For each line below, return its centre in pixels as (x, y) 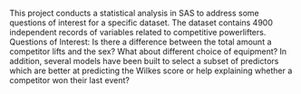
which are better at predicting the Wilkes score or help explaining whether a (151, 70)
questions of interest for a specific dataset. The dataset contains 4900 (141, 23)
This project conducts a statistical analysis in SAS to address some (135, 13)
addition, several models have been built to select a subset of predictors (144, 61)
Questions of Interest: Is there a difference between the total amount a (141, 42)
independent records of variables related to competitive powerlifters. (138, 32)
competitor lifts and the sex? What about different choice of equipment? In (148, 52)
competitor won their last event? (69, 80)
